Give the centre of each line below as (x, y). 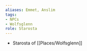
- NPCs (12, 19)
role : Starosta (21, 29)
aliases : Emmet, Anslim (30, 10)
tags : (11, 15)
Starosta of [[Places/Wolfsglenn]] (47, 43)
